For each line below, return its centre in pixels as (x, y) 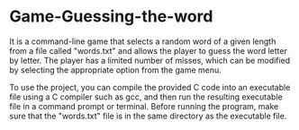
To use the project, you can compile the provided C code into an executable (150, 87)
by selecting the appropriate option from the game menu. (116, 70)
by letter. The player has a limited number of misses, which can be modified (150, 60)
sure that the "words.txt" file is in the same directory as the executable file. (148, 116)
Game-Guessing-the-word (111, 17)
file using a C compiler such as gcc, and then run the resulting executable (146, 97)
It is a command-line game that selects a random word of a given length (143, 41)
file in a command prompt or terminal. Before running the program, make (144, 106)
